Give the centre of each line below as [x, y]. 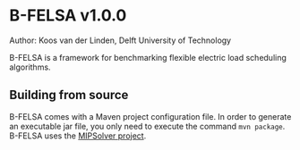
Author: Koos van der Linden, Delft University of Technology [120, 40]
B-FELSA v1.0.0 [68, 16]
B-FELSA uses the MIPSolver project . [78, 136]
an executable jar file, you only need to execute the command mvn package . [147, 126]
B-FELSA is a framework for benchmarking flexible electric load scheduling [148, 57]
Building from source [69, 95]
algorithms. [30, 67]
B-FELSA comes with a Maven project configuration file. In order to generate [150, 116]
